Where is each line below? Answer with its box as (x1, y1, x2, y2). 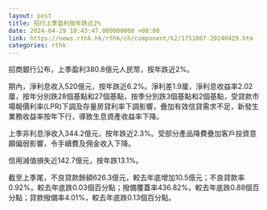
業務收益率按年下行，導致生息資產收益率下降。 (8, 111, 163, 121)
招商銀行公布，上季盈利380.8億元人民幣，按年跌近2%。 (8, 65, 195, 75)
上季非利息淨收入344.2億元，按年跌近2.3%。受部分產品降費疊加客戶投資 (8, 129, 250, 139)
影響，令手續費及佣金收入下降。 (29, 139, 135, 148)
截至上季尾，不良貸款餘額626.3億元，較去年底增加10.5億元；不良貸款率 (8, 173, 245, 183)
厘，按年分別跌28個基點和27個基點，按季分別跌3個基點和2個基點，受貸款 (8, 91, 253, 101)
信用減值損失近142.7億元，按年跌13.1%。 (8, 155, 143, 165)
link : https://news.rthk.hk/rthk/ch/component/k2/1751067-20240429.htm (8, 34, 253, 42)
